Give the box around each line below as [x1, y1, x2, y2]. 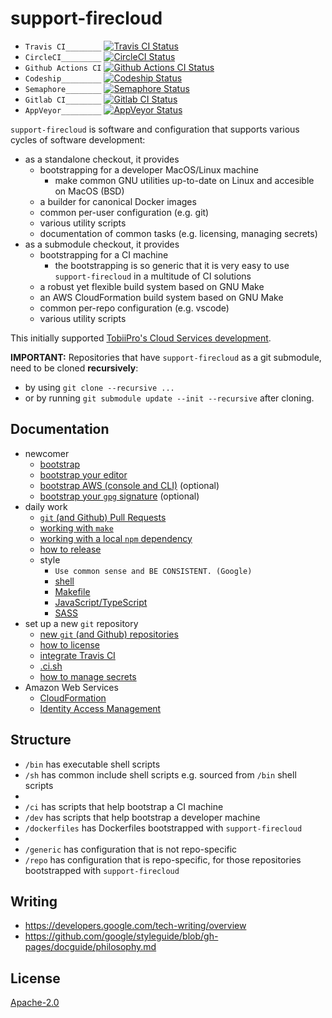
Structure [10, 732, 72, 749]
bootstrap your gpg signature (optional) [39, 490, 200, 502]
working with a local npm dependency [39, 532, 193, 544]
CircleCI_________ [24, 52, 102, 62]
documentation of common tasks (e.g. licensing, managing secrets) [39, 227, 318, 239]
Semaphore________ [24, 84, 102, 94]
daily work [24, 500, 68, 512]
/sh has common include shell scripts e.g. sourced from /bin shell [24, 768, 297, 781]
